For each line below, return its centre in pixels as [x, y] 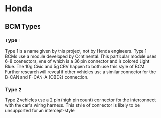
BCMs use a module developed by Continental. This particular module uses [81, 56]
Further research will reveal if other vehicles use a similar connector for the [80, 72]
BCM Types [23, 27]
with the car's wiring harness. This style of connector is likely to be [72, 105]
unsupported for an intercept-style [40, 111]
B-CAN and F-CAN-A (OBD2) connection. [47, 77]
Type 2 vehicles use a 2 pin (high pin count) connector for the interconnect [80, 100]
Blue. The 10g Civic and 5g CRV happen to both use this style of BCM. [76, 66]
